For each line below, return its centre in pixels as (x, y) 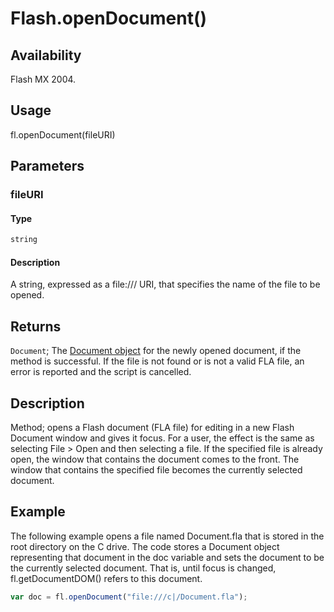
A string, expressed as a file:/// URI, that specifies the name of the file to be (165, 284)
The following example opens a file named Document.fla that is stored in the (167, 536)
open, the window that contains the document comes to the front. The (155, 459)
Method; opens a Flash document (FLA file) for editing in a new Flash (152, 428)
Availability (46, 55)
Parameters (47, 166)
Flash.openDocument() (109, 18)
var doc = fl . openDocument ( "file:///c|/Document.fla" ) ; (129, 597)
